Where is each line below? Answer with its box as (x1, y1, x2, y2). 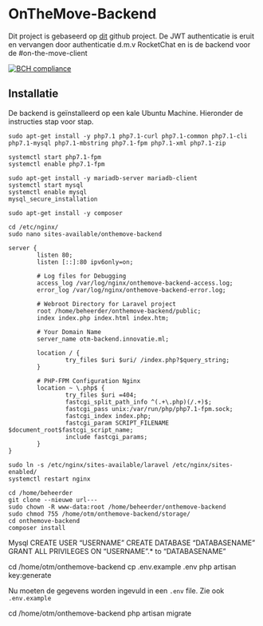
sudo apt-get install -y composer (8, 209, 124, 217)
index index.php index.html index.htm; (37, 313, 170, 322)
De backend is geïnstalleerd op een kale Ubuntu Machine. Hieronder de (8, 108, 243, 118)
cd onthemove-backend (8, 516, 80, 524)
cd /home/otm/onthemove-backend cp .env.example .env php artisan (8, 561, 237, 572)
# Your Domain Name (37, 328, 102, 336)
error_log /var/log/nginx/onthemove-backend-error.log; (37, 285, 226, 294)
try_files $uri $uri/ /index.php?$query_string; (65, 356, 230, 364)
